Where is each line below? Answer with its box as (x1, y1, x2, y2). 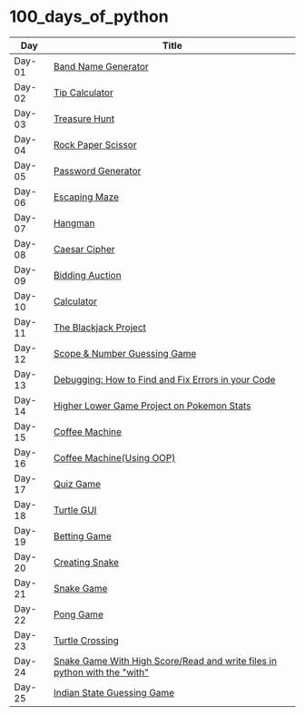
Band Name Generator (53, 60, 150, 73)
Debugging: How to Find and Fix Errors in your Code (53, 373, 276, 386)
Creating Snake (53, 555, 120, 568)
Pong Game (53, 608, 104, 621)
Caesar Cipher (53, 242, 115, 255)
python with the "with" (53, 665, 150, 678)
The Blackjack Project (53, 320, 147, 333)
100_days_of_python (9, 6, 170, 27)
